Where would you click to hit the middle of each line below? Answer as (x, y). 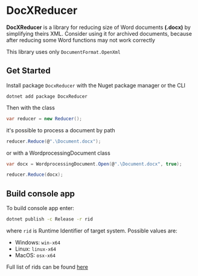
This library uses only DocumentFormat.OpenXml (63, 51)
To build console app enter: (40, 208)
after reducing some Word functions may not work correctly (81, 40)
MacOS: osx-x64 (35, 255)
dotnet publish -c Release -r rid (50, 219)
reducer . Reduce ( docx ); (35, 175)
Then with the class (31, 108)
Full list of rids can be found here (47, 267)
